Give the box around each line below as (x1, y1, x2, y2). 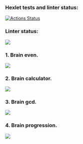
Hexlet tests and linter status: (5, 4, 78, 11)
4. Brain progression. (5, 122, 57, 129)
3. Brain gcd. (5, 98, 37, 105)
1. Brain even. (5, 51, 38, 58)
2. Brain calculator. (5, 74, 52, 81)
